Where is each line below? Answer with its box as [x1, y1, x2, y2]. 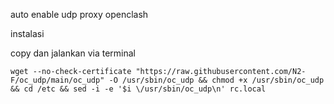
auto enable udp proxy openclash [10, 9, 149, 20]
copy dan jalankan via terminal [10, 47, 136, 59]
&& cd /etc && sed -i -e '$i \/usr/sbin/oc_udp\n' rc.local [10, 84, 267, 94]
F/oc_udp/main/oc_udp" [10, 75, 105, 85]
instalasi [10, 28, 45, 39]
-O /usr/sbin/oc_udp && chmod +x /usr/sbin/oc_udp [108, 75, 325, 85]
